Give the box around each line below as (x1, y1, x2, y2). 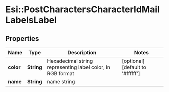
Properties (5, 34, 39, 43)
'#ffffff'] (121, 70, 141, 77)
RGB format (47, 70, 74, 77)
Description (67, 49, 97, 56)
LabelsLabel (5, 14, 57, 26)
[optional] (121, 58, 145, 64)
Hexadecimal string (47, 58, 93, 64)
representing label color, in (47, 64, 111, 71)
